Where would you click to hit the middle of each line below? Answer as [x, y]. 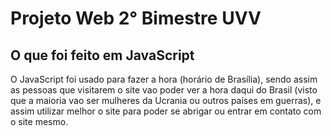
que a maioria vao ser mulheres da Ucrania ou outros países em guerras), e [166, 100]
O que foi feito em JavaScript [102, 55]
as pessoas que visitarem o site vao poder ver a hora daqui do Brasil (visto [164, 90]
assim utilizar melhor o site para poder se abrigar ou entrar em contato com [166, 111]
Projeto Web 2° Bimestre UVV [136, 18]
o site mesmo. [39, 121]
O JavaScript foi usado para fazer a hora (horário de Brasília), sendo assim [164, 79]
